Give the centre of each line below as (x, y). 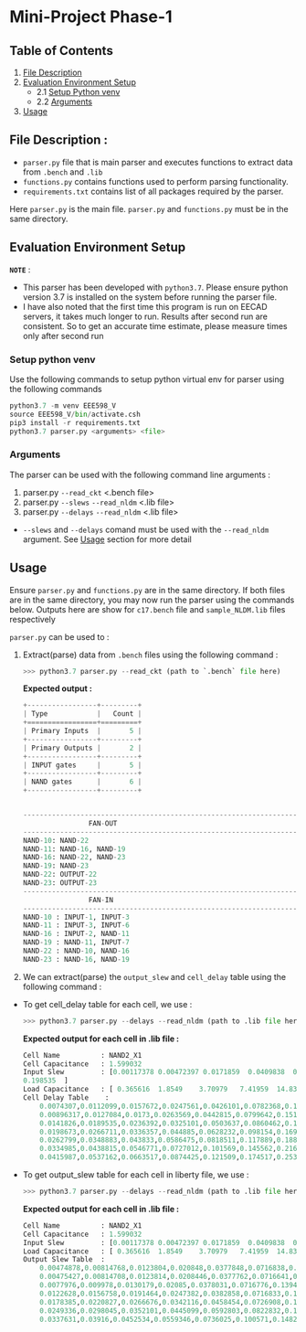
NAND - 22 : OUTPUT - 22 (60, 875)
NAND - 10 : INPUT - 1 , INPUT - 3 (76, 917)
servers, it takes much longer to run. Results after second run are (145, 316)
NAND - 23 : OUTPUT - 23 (60, 883)
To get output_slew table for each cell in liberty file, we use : (136, 1175)
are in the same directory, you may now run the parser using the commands (152, 600)
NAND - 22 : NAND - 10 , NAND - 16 (76, 951)
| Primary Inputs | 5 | (82, 731)
